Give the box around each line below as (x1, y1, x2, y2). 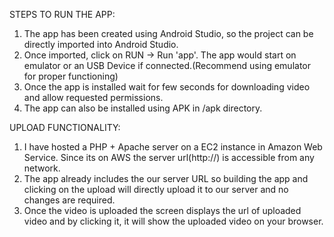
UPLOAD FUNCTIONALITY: (9, 122, 121, 133)
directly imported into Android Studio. (23, 39, 179, 50)
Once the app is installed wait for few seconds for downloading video (23, 81, 311, 93)
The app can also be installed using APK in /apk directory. (23, 102, 263, 114)
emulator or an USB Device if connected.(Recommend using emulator (23, 60, 311, 71)
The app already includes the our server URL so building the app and (23, 173, 309, 184)
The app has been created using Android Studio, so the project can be (23, 28, 314, 39)
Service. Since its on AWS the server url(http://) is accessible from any (23, 152, 315, 163)
